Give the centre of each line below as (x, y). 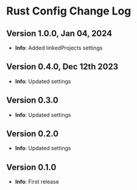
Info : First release (37, 182)
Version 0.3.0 (32, 100)
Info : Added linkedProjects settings (59, 48)
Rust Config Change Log (69, 11)
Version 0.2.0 (33, 134)
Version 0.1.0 (31, 167)
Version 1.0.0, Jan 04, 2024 (59, 33)
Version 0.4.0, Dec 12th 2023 (62, 67)
